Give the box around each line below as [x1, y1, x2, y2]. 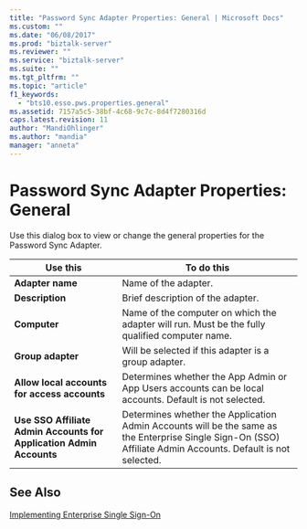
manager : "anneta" [9, 141, 79, 150]
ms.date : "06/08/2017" [9, 30, 96, 39]
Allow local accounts [14, 376, 108, 388]
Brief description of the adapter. [122, 291, 259, 304]
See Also [9, 485, 61, 501]
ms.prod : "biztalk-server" [9, 38, 112, 48]
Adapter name [14, 276, 78, 289]
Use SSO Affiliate [14, 413, 91, 426]
